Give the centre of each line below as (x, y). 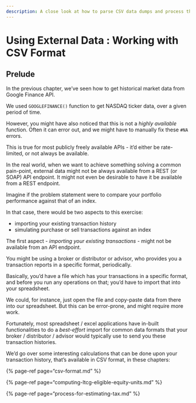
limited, (15, 153)
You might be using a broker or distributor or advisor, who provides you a (94, 258)
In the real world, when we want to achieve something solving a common (94, 165)
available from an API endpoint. (44, 247)
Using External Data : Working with (92, 40)
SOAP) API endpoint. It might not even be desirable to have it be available (94, 177)
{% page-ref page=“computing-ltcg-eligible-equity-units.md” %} (84, 382)
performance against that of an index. (51, 201)
